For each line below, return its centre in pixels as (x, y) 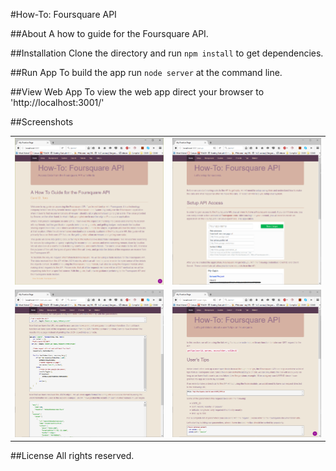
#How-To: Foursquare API (63, 14)
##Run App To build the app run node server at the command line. (146, 72)
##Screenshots (42, 122)
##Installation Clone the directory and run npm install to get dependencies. (167, 53)
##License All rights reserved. (72, 455)
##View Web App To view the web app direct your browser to (137, 92)
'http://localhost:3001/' (57, 102)
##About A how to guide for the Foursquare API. (109, 33)
